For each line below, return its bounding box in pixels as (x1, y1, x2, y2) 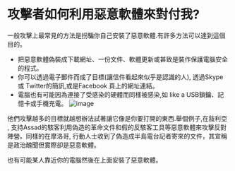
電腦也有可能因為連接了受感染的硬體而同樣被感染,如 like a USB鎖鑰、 (17, 90, 218, 99)
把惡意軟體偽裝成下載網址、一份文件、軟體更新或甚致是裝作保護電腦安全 (17, 54, 228, 64)
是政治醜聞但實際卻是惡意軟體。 (7, 141, 100, 149)
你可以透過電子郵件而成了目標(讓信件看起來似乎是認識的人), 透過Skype (17, 72, 224, 81)
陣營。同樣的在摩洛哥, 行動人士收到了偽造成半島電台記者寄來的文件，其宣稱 (7, 131, 227, 140)
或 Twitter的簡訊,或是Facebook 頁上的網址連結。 (17, 81, 159, 90)
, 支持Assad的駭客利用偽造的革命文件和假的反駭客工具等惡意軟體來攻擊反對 (7, 123, 227, 131)
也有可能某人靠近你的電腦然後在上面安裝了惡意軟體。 (7, 155, 162, 164)
